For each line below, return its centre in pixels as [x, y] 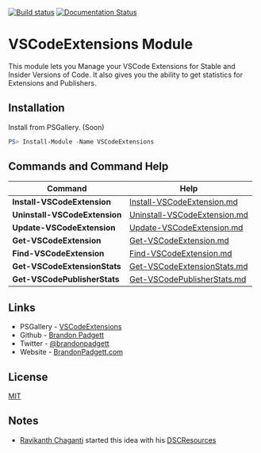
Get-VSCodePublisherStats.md [188, 279]
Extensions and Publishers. [52, 83]
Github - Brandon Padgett [62, 335]
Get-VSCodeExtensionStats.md [189, 267]
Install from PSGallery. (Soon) [56, 127]
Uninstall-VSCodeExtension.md [189, 215]
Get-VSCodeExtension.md [179, 240]
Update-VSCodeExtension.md [186, 228]
